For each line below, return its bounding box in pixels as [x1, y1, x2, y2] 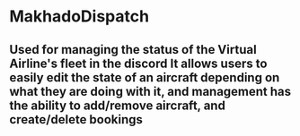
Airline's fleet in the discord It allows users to [9, 55, 268, 71]
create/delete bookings [9, 112, 144, 127]
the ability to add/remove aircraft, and [9, 98, 226, 113]
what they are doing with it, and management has [9, 83, 292, 99]
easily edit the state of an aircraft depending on [9, 70, 280, 85]
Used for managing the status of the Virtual [9, 42, 258, 57]
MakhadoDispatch [9, 6, 150, 27]
